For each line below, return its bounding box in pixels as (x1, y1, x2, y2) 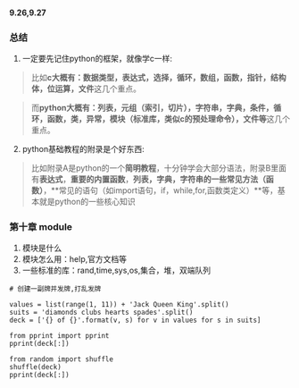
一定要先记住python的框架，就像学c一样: (21, 53, 172, 63)
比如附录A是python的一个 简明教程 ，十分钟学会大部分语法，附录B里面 (30, 162, 287, 173)
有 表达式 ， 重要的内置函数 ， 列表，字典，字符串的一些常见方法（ (30, 173, 266, 184)
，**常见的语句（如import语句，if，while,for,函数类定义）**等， (43, 184, 278, 196)
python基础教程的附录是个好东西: (21, 143, 145, 154)
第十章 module (9, 220, 73, 232)
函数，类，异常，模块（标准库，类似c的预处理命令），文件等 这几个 (46, 113, 291, 124)
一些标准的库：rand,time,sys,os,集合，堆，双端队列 (21, 265, 212, 276)
